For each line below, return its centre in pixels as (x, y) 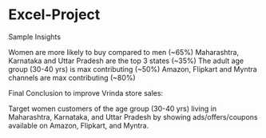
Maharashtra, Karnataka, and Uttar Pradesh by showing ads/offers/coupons (133, 116)
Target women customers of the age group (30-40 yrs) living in (113, 108)
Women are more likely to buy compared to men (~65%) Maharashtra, (124, 52)
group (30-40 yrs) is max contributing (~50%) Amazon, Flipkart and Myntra (133, 69)
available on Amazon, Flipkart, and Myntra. (79, 125)
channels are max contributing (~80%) (72, 77)
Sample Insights (35, 37)
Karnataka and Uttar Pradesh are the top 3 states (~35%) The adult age (126, 61)
